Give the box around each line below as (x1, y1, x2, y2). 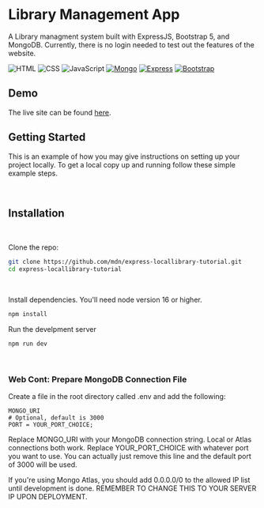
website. (8, 48, 36, 58)
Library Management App (8, 6, 180, 24)
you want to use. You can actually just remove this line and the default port (8, 452, 251, 461)
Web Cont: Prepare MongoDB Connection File (8, 374, 187, 385)
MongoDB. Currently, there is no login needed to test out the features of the (8, 40, 255, 49)
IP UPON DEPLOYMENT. (8, 492, 89, 502)
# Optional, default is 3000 (8, 414, 104, 422)
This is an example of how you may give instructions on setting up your (8, 152, 240, 161)
